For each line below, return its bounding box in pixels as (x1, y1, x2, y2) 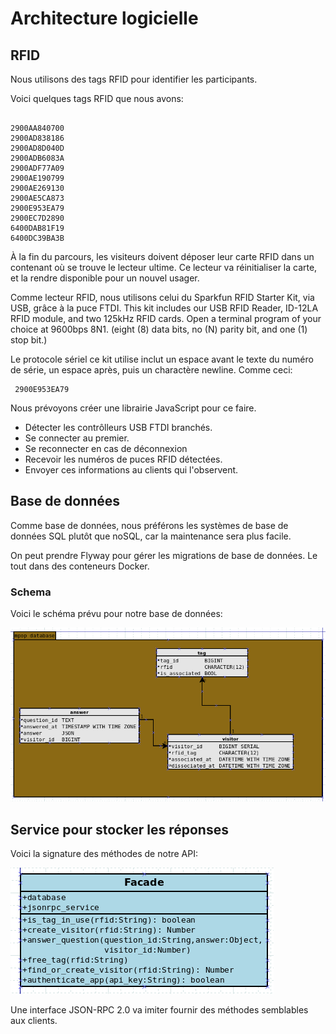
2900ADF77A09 (10, 163, 65, 173)
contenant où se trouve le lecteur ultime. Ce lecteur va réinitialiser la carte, (10, 262, 318, 273)
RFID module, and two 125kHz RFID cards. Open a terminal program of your (10, 313, 322, 324)
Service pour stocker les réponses (10, 821, 229, 838)
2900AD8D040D (10, 143, 65, 153)
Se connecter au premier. (24, 432, 130, 444)
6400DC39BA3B (10, 233, 65, 243)
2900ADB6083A (10, 153, 65, 163)
